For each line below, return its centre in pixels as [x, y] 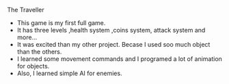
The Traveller [26, 10]
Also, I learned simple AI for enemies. [69, 73]
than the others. [39, 51]
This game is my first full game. [61, 23]
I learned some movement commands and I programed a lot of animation [119, 59]
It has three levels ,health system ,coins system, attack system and [111, 30]
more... [27, 37]
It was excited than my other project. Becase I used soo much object [113, 44]
